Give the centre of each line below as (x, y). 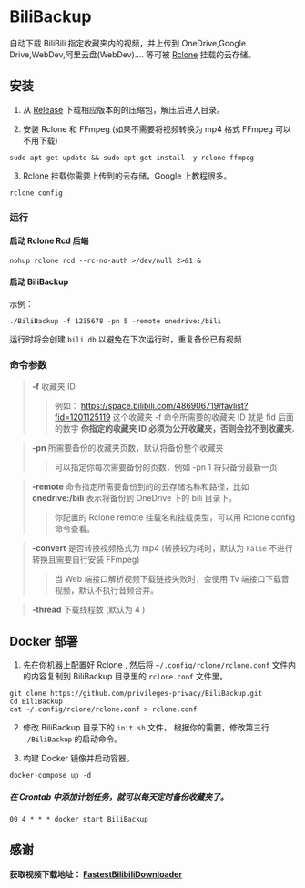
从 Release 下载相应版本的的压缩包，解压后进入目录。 (123, 109)
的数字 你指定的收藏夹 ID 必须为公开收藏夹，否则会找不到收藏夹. (174, 429)
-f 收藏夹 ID (53, 387)
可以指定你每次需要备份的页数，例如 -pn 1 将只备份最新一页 (166, 467)
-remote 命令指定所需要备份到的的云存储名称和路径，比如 (140, 487)
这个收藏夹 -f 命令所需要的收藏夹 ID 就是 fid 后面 (203, 417)
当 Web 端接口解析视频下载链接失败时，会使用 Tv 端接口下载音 (172, 579)
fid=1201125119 (82, 417)
